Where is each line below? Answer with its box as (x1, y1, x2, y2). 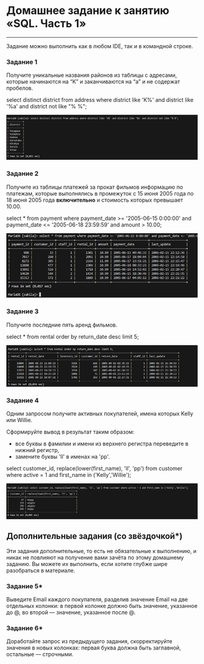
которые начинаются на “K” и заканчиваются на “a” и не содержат (6, 78, 180, 85)
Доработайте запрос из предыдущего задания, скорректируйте (6, 638, 173, 645)
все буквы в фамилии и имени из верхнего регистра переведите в (15, 440, 189, 447)
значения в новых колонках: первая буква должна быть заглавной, (6, 644, 181, 652)
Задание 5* (6, 582, 43, 590)
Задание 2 (6, 169, 39, 178)
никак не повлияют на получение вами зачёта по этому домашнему (6, 554, 184, 561)
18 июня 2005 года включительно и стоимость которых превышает (6, 196, 183, 203)
